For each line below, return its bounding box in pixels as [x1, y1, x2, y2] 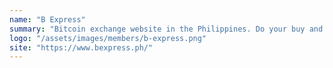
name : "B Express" [9, 14, 86, 25]
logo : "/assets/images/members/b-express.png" [9, 33, 207, 43]
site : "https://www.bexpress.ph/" [9, 42, 154, 53]
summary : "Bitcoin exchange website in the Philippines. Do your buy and [9, 24, 324, 34]
